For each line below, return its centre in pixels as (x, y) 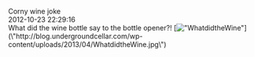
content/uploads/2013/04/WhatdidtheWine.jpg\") (87, 45)
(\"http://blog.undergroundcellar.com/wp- (75, 36)
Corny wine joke (35, 11)
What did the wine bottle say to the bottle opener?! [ (92, 28)
